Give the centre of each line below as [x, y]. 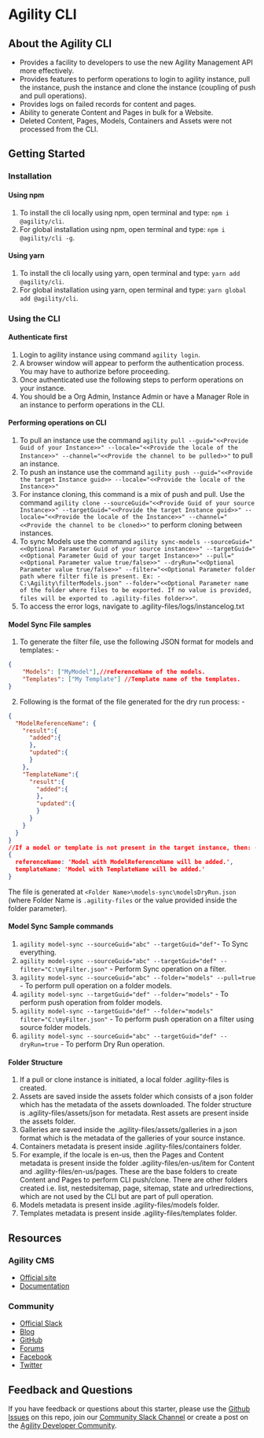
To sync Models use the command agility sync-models [110, 542]
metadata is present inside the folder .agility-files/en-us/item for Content [137, 1163]
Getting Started [47, 154]
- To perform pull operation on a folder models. [96, 986]
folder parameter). [38, 908]
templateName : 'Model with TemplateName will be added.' [110, 870]
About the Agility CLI [60, 44]
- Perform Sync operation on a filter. [168, 969]
